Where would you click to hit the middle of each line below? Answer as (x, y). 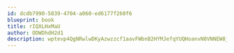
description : (26, 39)
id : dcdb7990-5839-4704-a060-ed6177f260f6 (70, 13)
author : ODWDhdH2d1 (36, 33)
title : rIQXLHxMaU (34, 26)
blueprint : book (31, 20)
